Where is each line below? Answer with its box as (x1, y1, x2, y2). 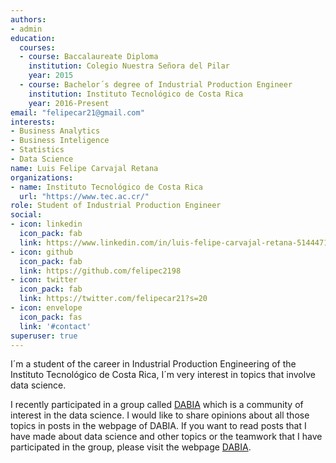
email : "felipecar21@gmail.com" (10, 107, 145, 118)
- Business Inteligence (10, 136, 110, 146)
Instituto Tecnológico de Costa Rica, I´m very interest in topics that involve (10, 369, 316, 381)
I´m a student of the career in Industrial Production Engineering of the (10, 358, 297, 370)
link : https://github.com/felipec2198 (19, 266, 182, 276)
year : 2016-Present (28, 98, 110, 108)
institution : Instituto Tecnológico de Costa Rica (28, 89, 244, 99)
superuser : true (10, 331, 78, 341)
